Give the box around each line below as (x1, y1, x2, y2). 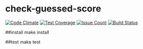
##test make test (5, 38, 41, 45)
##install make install (5, 29, 49, 35)
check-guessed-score (5, 3, 101, 14)
